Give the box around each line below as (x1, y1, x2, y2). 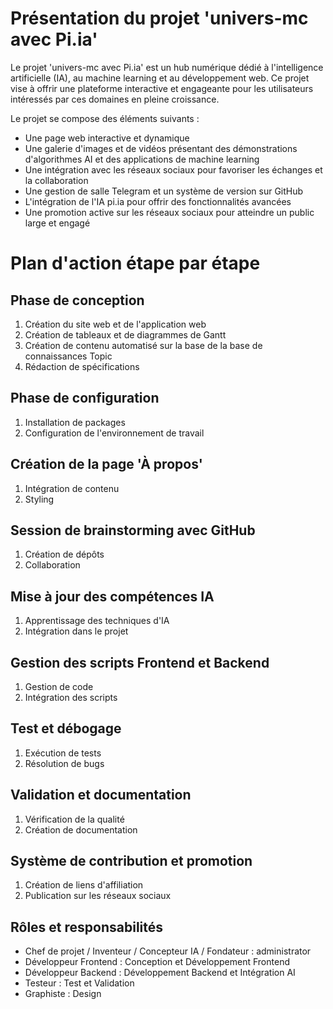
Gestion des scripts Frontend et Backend (10, 654, 270, 671)
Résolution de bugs (24, 757, 105, 769)
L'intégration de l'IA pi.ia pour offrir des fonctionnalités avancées (24, 195, 292, 207)
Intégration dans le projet (24, 625, 129, 637)
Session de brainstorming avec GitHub (10, 522, 256, 539)
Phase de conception (10, 292, 145, 309)
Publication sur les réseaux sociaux (24, 890, 172, 902)
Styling (24, 493, 55, 505)
